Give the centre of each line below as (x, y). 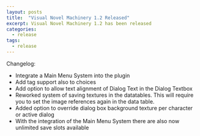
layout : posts (24, 12)
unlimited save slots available (52, 127)
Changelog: (21, 63)
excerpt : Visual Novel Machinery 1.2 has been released (79, 23)
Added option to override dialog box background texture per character (104, 108)
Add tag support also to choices (56, 82)
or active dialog (35, 115)
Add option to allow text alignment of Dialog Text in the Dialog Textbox (104, 88)
